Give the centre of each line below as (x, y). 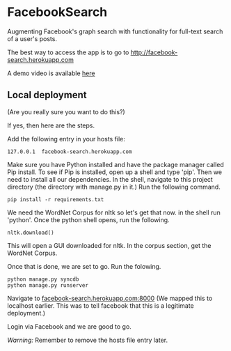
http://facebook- (154, 52)
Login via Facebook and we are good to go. (70, 326)
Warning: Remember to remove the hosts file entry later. (88, 340)
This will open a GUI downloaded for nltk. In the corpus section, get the (109, 245)
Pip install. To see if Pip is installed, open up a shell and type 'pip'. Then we (115, 172)
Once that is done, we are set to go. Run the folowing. (84, 266)
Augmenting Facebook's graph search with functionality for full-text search (115, 31)
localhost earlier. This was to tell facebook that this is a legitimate (101, 305)
